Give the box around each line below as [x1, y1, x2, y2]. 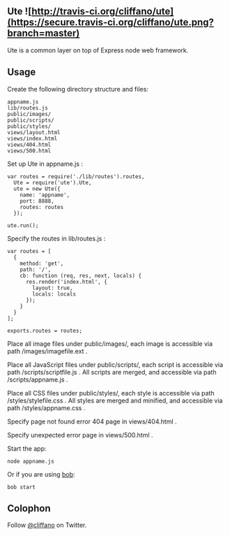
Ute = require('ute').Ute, [13, 179, 92, 186]
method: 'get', [20, 260, 64, 267]
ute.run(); [7, 222, 39, 229]
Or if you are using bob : [7, 470, 75, 478]
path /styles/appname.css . [7, 403, 86, 412]
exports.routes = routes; [7, 327, 82, 334]
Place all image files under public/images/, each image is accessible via [7, 339, 213, 348]
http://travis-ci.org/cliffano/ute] [31, 6, 174, 17]
